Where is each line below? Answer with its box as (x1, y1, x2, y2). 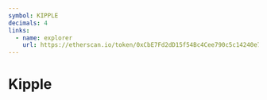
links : (8, 26, 30, 34)
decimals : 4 (8, 19, 48, 27)
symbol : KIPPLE (8, 11, 59, 20)
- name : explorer (15, 33, 73, 42)
